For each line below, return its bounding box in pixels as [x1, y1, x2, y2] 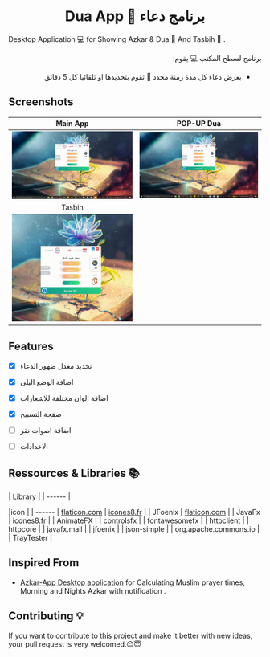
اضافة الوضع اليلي [19, 377, 74, 386]
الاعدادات [19, 442, 48, 451]
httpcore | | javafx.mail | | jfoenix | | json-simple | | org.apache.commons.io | [8, 524, 260, 533]
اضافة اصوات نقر [19, 426, 72, 435]
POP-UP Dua [176, 119, 222, 129]
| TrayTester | [8, 533, 53, 542]
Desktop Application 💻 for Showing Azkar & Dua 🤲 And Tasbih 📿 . [8, 34, 227, 43]
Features [8, 340, 54, 353]
